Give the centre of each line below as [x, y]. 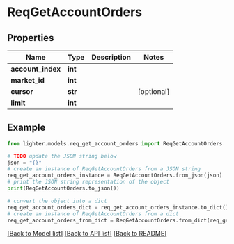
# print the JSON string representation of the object [88, 182]
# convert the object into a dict [57, 201]
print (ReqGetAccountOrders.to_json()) [63, 188]
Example [26, 128]
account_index [36, 69]
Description [111, 57]
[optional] [154, 91]
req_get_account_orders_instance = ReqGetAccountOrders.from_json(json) [115, 176]
